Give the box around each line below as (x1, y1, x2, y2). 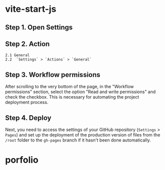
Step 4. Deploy (5, 113, 52, 122)
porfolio (5, 154, 39, 166)
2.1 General (5, 53, 30, 58)
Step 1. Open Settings (5, 23, 73, 32)
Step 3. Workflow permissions (5, 70, 101, 79)
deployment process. (5, 100, 49, 105)
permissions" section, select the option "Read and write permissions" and (5, 89, 156, 95)
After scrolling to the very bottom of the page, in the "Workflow (5, 84, 134, 90)
